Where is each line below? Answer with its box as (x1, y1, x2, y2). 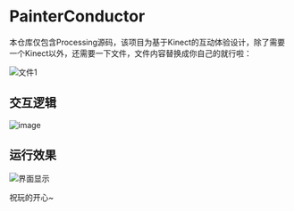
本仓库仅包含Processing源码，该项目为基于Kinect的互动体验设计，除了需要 (9, 37, 286, 47)
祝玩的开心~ (9, 191, 55, 202)
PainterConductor (9, 6, 146, 27)
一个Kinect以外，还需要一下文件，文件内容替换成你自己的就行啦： (9, 47, 253, 59)
